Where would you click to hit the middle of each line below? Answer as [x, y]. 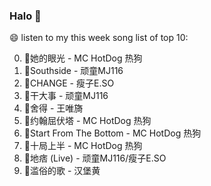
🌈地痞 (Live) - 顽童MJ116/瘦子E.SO [95, 158]
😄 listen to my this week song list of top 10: [99, 38]
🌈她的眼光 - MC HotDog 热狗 [83, 58]
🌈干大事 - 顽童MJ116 [66, 96]
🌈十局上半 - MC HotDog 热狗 [83, 146]
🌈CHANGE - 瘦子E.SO [69, 83]
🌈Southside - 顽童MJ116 [73, 71]
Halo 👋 [25, 16]
